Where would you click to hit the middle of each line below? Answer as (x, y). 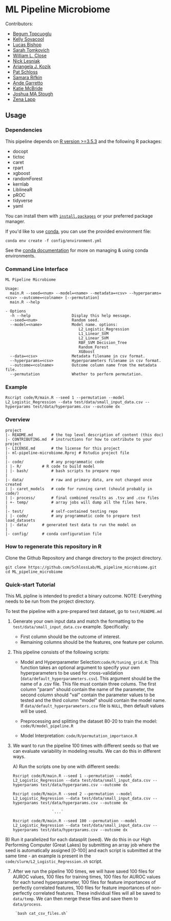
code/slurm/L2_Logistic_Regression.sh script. (54, 861)
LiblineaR (22, 189)
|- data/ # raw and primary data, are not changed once (79, 480)
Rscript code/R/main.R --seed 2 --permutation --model (72, 794)
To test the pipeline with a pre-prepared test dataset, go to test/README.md (84, 611)
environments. (20, 256)
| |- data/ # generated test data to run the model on (71, 525)
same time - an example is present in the (48, 856)
